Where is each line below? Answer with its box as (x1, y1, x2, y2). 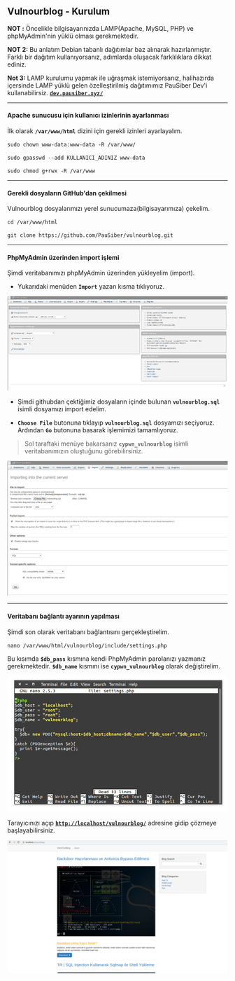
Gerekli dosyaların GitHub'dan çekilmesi (7, 188, 127, 197)
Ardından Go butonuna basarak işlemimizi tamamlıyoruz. (17, 425, 178, 434)
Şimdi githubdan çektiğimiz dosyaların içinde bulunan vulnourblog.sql (17, 397, 220, 406)
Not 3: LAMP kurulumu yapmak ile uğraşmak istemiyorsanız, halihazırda (7, 74, 215, 82)
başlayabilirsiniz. (7, 826, 55, 835)
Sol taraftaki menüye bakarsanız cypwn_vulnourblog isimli (24, 439, 189, 448)
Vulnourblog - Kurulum (7, 6, 111, 18)
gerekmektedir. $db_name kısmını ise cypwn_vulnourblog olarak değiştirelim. (7, 661, 220, 670)
